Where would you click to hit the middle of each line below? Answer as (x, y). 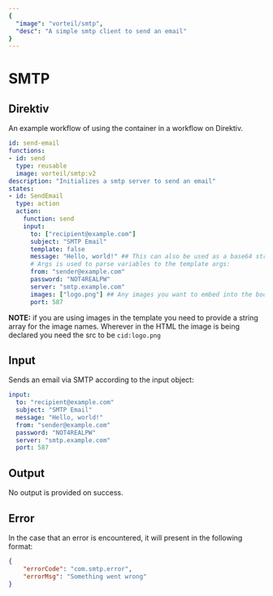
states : (22, 189)
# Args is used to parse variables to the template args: (130, 264)
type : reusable (41, 166)
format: (21, 546)
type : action (38, 204)
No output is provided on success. (66, 493)
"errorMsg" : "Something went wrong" (85, 576)
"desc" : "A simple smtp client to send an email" (101, 31)
